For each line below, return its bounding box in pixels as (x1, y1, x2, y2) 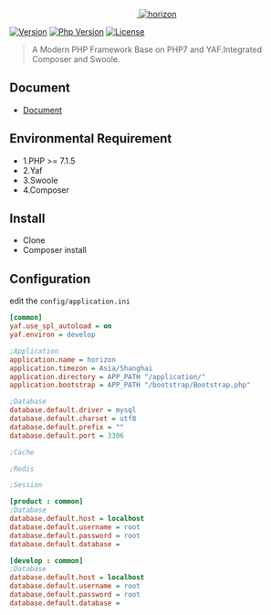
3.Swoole (22, 175, 58, 186)
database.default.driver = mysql (9, 406, 137, 415)
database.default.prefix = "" (9, 422, 125, 431)
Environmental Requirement (9, 131, 172, 146)
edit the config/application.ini (9, 295, 130, 306)
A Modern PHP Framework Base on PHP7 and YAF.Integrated (31, 44, 263, 55)
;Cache (9, 448, 35, 457)
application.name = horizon (9, 355, 117, 365)
